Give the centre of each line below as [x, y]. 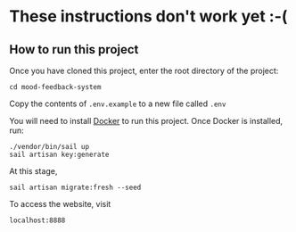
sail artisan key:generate [59, 154]
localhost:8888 [37, 220]
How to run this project [74, 50]
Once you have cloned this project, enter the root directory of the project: [144, 70]
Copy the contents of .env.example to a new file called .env [118, 104]
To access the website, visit [60, 204]
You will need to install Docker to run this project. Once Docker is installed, [146, 121]
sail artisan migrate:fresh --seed [75, 187]
